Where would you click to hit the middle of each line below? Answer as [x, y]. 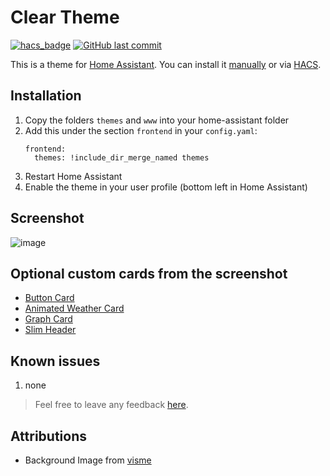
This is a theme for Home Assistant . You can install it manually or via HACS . [166, 64]
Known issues [55, 361]
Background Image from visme [88, 460]
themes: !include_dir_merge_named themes [122, 157]
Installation [46, 96]
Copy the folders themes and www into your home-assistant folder [157, 120]
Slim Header [50, 330]
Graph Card [48, 319]
